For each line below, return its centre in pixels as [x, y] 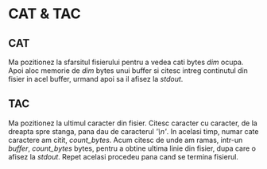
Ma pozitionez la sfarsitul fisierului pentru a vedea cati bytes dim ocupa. [126, 62]
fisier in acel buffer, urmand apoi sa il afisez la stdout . [96, 79]
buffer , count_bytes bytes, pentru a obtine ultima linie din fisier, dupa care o [132, 148]
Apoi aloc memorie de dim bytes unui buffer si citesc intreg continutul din [128, 71]
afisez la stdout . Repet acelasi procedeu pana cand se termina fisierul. [123, 156]
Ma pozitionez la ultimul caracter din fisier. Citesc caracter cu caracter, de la [133, 123]
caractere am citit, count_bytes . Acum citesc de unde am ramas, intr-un [126, 140]
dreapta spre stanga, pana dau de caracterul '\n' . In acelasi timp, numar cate [133, 131]
